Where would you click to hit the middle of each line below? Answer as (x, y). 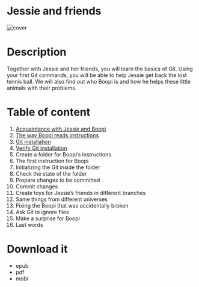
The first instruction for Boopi (52, 161)
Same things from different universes (61, 199)
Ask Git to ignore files (42, 212)
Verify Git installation (41, 148)
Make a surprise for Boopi (47, 218)
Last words (29, 224)
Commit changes (37, 186)
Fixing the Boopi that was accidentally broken (72, 205)
